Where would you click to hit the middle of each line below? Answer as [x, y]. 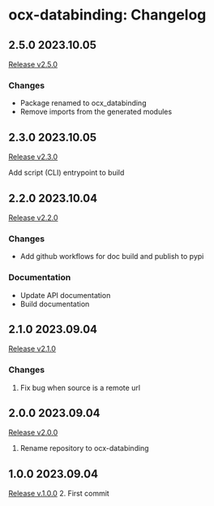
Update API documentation [65, 295]
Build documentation [55, 304]
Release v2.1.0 [32, 349]
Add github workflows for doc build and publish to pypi [112, 257]
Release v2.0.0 [33, 433]
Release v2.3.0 [33, 157]
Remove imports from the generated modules [96, 112]
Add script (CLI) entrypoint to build [66, 173]
